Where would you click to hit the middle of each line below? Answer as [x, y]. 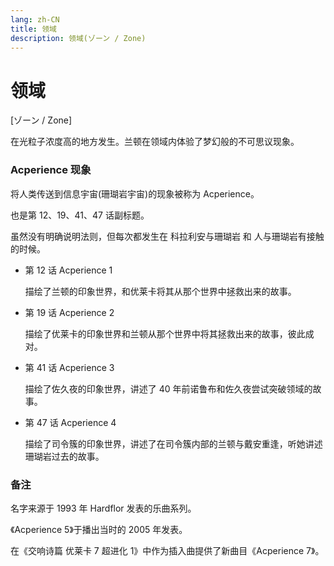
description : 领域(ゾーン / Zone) [78, 38]
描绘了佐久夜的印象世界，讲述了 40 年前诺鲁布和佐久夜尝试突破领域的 [168, 388]
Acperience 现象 [51, 170]
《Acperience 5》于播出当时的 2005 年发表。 [99, 529]
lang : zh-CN [35, 19]
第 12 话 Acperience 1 [68, 270]
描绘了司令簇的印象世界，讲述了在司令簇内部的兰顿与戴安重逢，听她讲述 [173, 443]
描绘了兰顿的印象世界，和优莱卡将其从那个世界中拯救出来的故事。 [160, 291]
